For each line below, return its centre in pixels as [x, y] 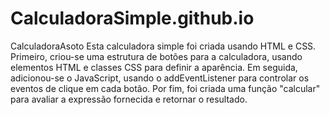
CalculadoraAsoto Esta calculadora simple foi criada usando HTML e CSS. [163, 46]
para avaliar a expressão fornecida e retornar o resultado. [129, 99]
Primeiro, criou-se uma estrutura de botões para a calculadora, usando [156, 56]
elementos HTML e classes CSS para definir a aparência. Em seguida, [154, 67]
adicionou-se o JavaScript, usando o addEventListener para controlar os [160, 78]
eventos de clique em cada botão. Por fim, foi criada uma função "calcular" [165, 88]
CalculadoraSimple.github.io [132, 18]
